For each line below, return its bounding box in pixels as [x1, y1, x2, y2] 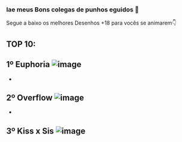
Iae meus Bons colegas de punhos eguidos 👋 [6, 5, 139, 14]
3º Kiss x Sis [6, 126, 54, 136]
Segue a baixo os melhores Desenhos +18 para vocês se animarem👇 [6, 19, 177, 26]
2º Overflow [6, 92, 53, 102]
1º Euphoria [6, 59, 50, 70]
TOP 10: [6, 39, 36, 49]
